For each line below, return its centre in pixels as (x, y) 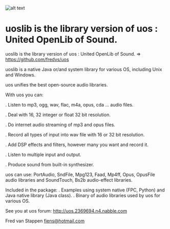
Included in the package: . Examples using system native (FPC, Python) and (85, 190)
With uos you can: (24, 95)
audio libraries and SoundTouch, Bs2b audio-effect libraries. (69, 180)
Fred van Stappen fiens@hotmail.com (45, 221)
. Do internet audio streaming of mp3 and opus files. (60, 125)
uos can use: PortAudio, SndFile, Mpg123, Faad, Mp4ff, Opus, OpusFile (80, 174)
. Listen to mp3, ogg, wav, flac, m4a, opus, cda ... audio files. (69, 104)
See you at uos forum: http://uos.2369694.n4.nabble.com (66, 210)
